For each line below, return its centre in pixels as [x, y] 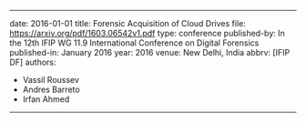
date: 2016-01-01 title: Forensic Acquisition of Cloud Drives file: [127, 23]
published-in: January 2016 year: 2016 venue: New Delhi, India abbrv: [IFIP [150, 52]
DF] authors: [33, 62]
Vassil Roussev [51, 80]
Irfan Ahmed [46, 99]
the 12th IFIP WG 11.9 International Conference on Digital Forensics [134, 43]
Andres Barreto [51, 89]
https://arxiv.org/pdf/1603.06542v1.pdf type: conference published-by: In [147, 33]
